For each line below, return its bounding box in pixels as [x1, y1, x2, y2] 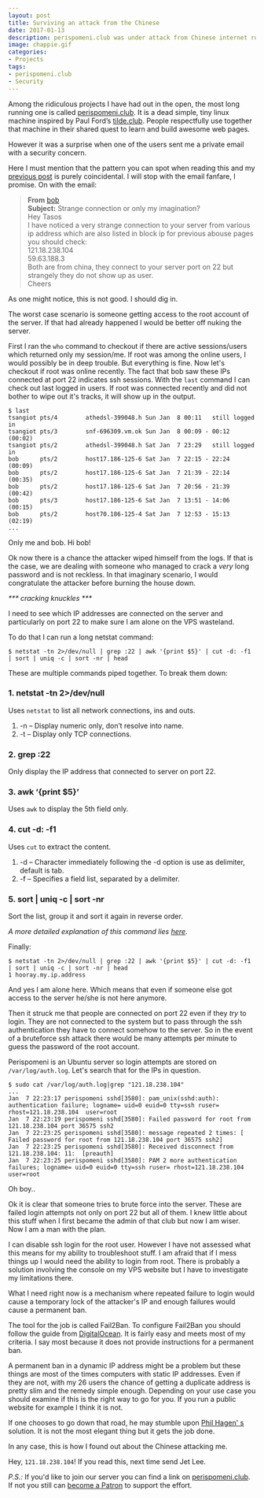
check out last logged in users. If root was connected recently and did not [8, 383, 247, 392]
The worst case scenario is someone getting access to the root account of [8, 309, 249, 319]
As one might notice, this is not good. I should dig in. [8, 294, 178, 303]
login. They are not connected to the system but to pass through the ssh [8, 1017, 242, 1026]
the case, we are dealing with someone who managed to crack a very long [8, 561, 250, 571]
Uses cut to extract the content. [8, 842, 112, 851]
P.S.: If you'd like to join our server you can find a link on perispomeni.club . [8, 1472, 251, 1481]
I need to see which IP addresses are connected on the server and [8, 608, 224, 618]
